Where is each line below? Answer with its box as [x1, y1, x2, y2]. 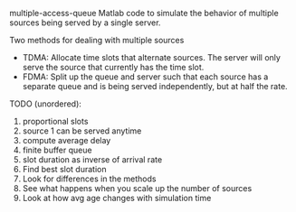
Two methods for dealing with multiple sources [9, 35, 185, 45]
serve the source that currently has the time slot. [22, 62, 205, 72]
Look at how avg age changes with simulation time [22, 193, 212, 203]
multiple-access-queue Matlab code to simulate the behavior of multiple [9, 8, 279, 18]
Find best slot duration [22, 164, 107, 174]
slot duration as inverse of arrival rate [22, 154, 163, 165]
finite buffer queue [22, 144, 92, 155]
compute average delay [22, 135, 111, 145]
